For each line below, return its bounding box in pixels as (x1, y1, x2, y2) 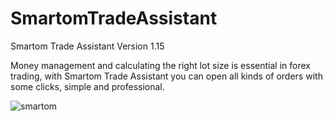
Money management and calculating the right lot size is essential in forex (10, 59, 311, 71)
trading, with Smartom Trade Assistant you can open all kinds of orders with (10, 70, 323, 82)
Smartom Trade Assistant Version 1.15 (10, 40, 165, 52)
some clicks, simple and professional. (10, 80, 165, 92)
